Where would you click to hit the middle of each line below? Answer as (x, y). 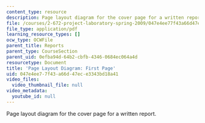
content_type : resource (37, 12)
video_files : (23, 79)
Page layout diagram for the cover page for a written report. (81, 113)
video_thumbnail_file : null (48, 85)
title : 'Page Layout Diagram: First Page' (61, 68)
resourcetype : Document (37, 62)
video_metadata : (27, 91)
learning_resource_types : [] (43, 35)
